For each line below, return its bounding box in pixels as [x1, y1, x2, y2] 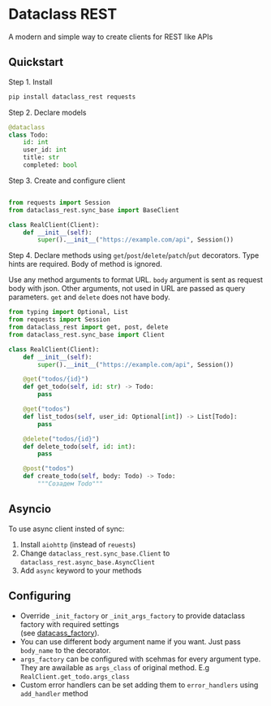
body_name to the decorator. [19, 645, 111, 655]
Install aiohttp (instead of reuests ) [19, 539, 136, 549]
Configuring [8, 589, 71, 603]
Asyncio [8, 502, 51, 516]
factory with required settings [19, 619, 119, 629]
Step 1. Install [8, 76, 53, 86]
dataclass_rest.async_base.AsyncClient [19, 558, 156, 566]
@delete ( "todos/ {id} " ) [23, 434, 100, 443]
